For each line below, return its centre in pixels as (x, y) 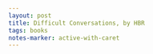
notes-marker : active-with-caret (64, 38)
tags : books (28, 30)
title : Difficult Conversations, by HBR (77, 23)
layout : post (30, 15)
